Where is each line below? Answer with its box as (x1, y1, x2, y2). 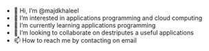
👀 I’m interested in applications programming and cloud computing (13, 14, 203, 22)
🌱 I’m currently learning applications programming (13, 21, 156, 29)
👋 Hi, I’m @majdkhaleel (13, 7, 79, 14)
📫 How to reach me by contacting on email (13, 37, 137, 44)
